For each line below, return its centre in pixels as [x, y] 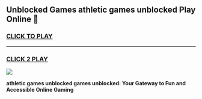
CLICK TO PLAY [29, 37]
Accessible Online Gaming [40, 89]
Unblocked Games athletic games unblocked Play [101, 10]
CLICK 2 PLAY [27, 59]
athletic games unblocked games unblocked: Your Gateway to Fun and [96, 83]
